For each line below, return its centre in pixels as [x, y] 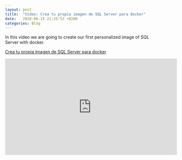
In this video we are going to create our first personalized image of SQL [77, 37]
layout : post [18, 10]
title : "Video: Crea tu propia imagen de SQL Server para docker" [76, 14]
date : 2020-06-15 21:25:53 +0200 [41, 19]
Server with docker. [25, 43]
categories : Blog [23, 23]
